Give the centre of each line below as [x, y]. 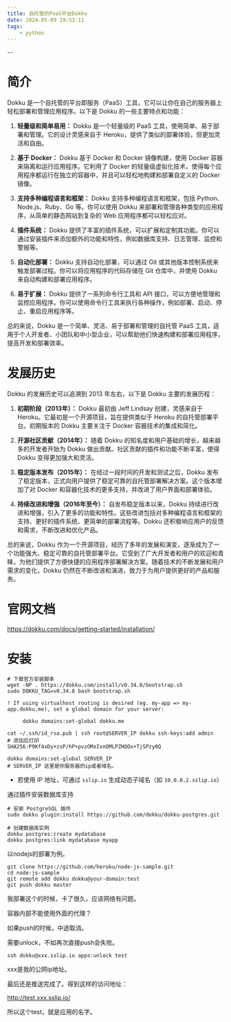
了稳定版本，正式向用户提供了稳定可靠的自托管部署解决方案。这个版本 [117, 481]
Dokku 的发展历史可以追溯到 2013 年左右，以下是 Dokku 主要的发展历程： [112, 394]
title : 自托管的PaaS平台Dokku [47, 13]
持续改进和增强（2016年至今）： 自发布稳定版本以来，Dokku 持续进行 [115, 504]
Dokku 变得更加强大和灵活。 [57, 458]
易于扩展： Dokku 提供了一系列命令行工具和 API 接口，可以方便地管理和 [119, 294]
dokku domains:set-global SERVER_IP [59, 759]
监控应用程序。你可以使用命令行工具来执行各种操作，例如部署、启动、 [117, 303]
